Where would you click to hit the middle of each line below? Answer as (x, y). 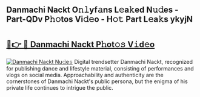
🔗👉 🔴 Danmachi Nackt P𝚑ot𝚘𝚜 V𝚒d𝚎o (81, 44)
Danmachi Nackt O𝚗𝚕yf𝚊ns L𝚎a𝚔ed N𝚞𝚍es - (92, 10)
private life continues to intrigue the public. (60, 88)
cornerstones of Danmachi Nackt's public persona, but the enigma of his (97, 81)
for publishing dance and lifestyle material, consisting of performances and (100, 68)
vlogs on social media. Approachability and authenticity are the (85, 75)
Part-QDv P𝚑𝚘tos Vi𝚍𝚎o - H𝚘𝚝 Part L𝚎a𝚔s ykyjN (99, 20)
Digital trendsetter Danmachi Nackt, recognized (133, 62)
